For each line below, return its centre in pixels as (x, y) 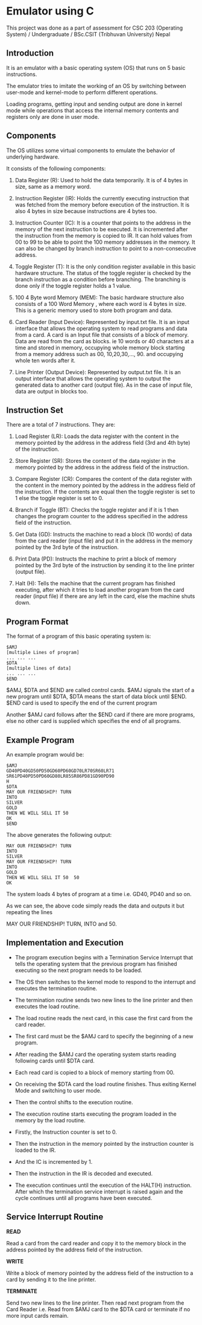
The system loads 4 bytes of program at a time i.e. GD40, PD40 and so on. (99, 894)
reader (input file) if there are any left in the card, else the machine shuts (105, 596)
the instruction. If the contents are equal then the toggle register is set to (105, 492)
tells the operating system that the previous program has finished (96, 964)
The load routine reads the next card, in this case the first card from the (104, 1018)
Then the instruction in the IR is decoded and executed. (84, 1173)
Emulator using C (50, 11)
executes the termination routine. (56, 988)
